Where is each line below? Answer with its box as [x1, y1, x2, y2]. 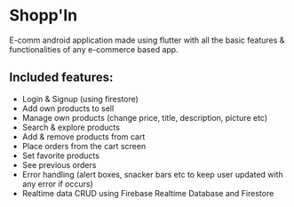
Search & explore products [21, 122, 120, 132]
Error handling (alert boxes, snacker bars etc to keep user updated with [21, 169, 284, 179]
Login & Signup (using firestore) [21, 93, 139, 104]
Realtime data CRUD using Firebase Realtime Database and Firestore [21, 187, 274, 198]
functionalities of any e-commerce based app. [9, 44, 179, 54]
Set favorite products [21, 150, 100, 161]
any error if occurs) [21, 179, 93, 189]
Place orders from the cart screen [21, 140, 147, 151]
